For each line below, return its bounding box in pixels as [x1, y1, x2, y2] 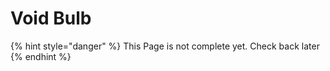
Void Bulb [10, 7, 92, 30]
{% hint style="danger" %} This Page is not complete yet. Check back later [10, 40, 320, 52]
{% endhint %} [10, 50, 72, 62]
